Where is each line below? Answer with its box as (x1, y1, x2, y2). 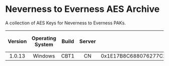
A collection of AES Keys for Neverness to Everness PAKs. (5, 20, 126, 26)
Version (8, 38, 27, 45)
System (34, 41, 54, 48)
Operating (32, 35, 56, 42)
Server (79, 38, 96, 45)
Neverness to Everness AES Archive (5, 3, 160, 15)
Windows (33, 52, 55, 59)
